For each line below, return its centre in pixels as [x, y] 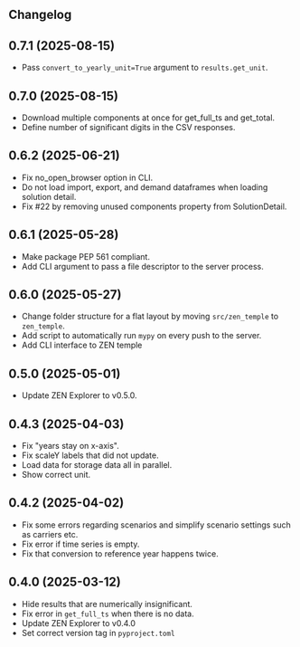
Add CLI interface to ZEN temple [82, 345]
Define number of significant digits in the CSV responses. [128, 128]
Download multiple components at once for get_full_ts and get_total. [148, 118]
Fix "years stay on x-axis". [70, 446]
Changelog [40, 15]
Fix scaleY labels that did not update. [90, 455]
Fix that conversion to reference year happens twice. [120, 553]
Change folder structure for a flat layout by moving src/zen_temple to [150, 317]
